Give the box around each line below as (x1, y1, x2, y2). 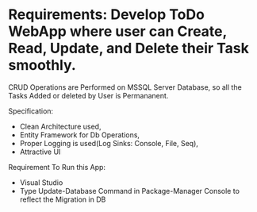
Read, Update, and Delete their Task (8, 40, 250, 57)
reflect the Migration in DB (19, 195, 106, 204)
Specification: (8, 106, 54, 116)
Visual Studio (19, 177, 63, 187)
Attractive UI (19, 147, 61, 156)
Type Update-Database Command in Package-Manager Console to (19, 186, 240, 195)
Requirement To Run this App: (8, 162, 105, 172)
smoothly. (8, 56, 77, 75)
